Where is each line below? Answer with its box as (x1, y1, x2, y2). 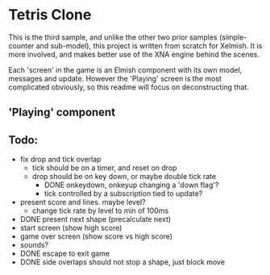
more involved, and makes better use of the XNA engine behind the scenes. (8, 49, 260, 59)
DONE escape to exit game (19, 248, 110, 259)
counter (8, 40, 35, 50)
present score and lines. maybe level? (19, 198, 147, 207)
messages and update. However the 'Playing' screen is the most (8, 73, 222, 83)
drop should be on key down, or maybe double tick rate (31, 172, 216, 181)
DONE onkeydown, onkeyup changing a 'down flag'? (44, 180, 219, 190)
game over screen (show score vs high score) (19, 231, 173, 241)
